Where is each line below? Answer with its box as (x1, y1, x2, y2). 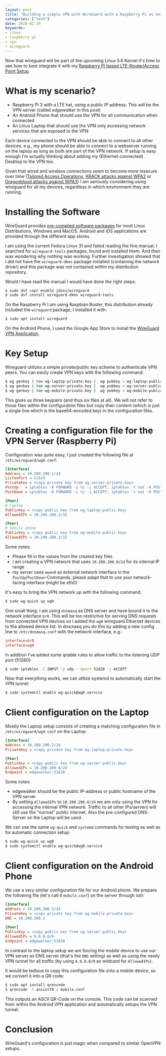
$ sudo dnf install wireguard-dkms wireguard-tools (5, 292, 114, 298)
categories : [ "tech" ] (5, 16, 50, 21)
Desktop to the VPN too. (5, 159, 54, 164)
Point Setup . (5, 68, 31, 74)
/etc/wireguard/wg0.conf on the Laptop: (5, 729, 87, 734)
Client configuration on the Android (5, 860, 154, 872)
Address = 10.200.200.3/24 (5, 906, 61, 911)
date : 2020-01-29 (5, 21, 41, 26)
